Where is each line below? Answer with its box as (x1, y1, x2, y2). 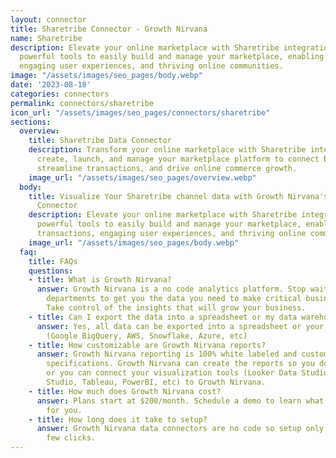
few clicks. (46, 433, 97, 443)
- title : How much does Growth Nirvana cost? (28, 386, 222, 396)
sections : (10, 117, 52, 127)
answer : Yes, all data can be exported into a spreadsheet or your (36, 321, 325, 331)
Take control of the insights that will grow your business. (46, 303, 307, 313)
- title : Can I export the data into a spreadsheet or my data (28, 312, 298, 322)
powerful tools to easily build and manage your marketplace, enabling (19, 52, 325, 62)
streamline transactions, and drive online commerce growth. (36, 163, 298, 173)
